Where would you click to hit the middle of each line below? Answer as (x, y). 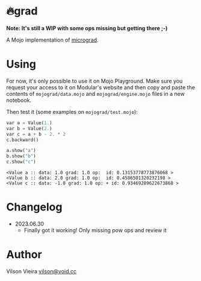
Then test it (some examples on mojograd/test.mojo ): (72, 112)
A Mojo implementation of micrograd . (52, 40)
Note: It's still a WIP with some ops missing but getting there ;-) (87, 28)
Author (24, 255)
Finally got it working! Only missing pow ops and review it (95, 230)
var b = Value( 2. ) (29, 128)
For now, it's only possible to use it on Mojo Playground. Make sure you (94, 81)
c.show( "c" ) (21, 162)
